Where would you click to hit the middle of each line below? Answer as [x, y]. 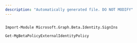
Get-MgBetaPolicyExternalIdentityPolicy [47, 36]
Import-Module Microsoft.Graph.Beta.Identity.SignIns [62, 27]
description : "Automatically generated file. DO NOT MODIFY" [69, 10]
